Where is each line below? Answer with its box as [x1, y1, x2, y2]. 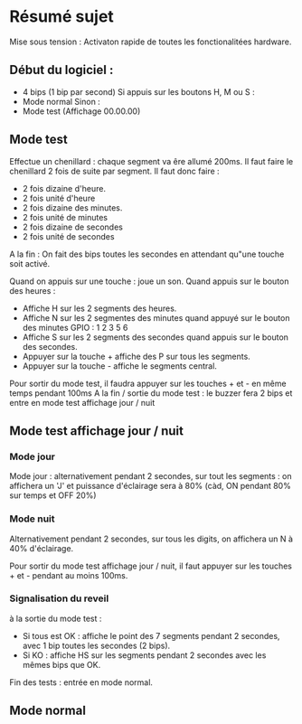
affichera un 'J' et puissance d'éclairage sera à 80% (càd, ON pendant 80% [9, 481, 291, 492]
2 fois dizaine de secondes [22, 221, 124, 232]
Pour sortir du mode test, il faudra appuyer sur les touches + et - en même [9, 378, 287, 389]
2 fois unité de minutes [22, 212, 109, 222]
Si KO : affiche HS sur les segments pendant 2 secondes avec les [22, 649, 267, 661]
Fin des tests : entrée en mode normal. [9, 676, 154, 688]
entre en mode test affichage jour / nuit [9, 397, 156, 408]
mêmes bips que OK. [22, 659, 101, 670]
